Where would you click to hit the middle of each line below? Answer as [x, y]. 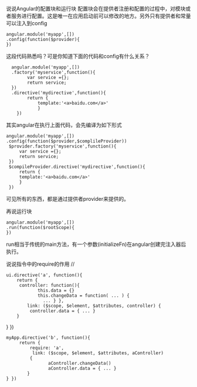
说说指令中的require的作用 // [40, 264]
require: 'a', [47, 348]
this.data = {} [56, 290]
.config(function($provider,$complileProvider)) [67, 141]
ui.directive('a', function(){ [44, 275]
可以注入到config [27, 23]
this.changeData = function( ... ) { [84, 296]
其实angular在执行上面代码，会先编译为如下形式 [64, 125]
